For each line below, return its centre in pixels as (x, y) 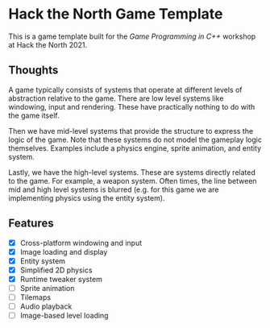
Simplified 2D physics (56, 270)
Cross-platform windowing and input (81, 243)
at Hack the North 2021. (48, 44)
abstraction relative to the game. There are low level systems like (116, 98)
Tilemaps (35, 297)
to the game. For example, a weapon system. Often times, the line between (133, 181)
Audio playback (46, 306)
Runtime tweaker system (61, 279)
